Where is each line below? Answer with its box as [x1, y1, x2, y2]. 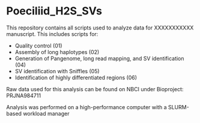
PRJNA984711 [6, 92, 41, 99]
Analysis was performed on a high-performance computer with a [6, 103, 167, 110]
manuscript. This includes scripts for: [6, 30, 98, 37]
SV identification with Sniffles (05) [14, 67, 100, 74]
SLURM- [168, 103, 189, 110]
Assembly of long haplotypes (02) [14, 48, 100, 55]
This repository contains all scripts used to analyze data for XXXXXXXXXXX [6, 24, 194, 31]
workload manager [23, 110, 70, 117]
